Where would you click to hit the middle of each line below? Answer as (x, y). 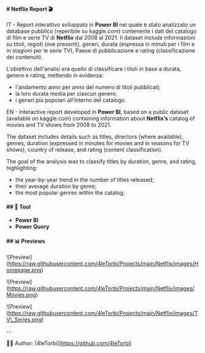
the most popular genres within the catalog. (70, 193)
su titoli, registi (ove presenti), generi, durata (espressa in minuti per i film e (101, 44)
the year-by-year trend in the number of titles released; (85, 180)
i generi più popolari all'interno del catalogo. (70, 100)
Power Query (32, 227)
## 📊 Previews (26, 241)
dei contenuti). (24, 57)
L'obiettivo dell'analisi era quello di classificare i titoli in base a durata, (94, 69)
